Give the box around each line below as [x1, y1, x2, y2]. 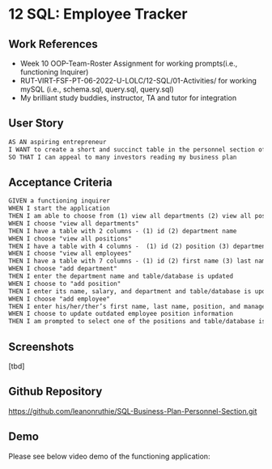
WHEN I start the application [8, 204, 111, 213]
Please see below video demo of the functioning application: [8, 451, 210, 461]
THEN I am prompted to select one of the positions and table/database [8, 318, 255, 326]
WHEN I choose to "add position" [8, 279, 121, 288]
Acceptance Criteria [8, 175, 113, 189]
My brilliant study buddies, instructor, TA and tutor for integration [19, 93, 237, 102]
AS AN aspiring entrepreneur [8, 138, 107, 146]
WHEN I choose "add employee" [8, 295, 111, 303]
